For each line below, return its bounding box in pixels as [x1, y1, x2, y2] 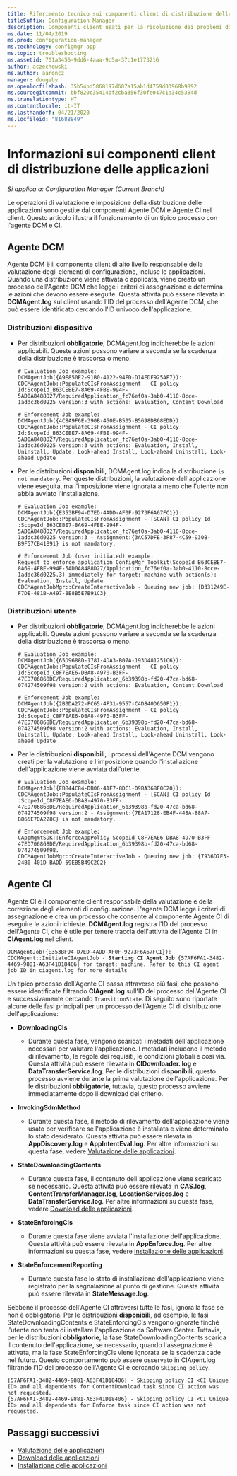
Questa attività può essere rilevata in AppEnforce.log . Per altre [28, 1239, 212, 1247]
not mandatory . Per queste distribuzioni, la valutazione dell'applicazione [17, 474, 226, 483]
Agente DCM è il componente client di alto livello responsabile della [7, 260, 203, 269]
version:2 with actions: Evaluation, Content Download [59, 681, 224, 688]
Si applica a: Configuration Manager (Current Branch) [7, 185, 165, 193]
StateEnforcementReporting [17, 1260, 102, 1269]
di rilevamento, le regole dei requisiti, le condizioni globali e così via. [28, 1051, 226, 1060]
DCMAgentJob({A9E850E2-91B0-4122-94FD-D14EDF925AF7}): [17, 374, 183, 381]
